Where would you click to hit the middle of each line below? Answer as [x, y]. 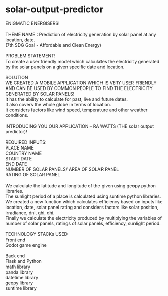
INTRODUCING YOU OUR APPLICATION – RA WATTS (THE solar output [80, 126]
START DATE [19, 158]
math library [18, 267]
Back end [15, 256]
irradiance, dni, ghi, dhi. [30, 213]
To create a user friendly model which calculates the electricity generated [82, 61]
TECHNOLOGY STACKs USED [36, 234]
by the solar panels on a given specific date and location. [65, 67]
